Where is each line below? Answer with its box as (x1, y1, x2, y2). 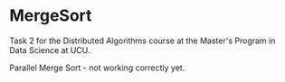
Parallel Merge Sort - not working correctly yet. (9, 62, 185, 73)
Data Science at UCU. (9, 44, 90, 55)
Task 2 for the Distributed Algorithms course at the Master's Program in (9, 35, 276, 46)
